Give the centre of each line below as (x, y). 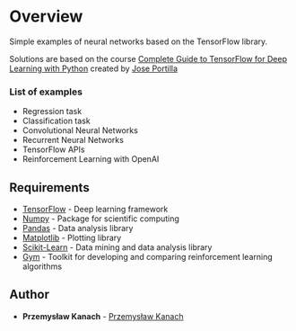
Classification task (57, 121)
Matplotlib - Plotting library (72, 238)
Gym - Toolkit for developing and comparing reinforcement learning (148, 257)
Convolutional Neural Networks (80, 130)
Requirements (49, 188)
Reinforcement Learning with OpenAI (91, 159)
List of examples (46, 92)
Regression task (52, 112)
